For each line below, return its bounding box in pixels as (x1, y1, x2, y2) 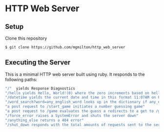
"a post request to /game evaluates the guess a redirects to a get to (5, 109, 154, 114)
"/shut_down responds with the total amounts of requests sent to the (5, 122, 152, 127)
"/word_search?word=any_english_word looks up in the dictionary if (5, 100, 147, 105)
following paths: (5, 76, 38, 82)
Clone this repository (5, 35, 47, 41)
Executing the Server (5, 58, 71, 66)
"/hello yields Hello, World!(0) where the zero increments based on (5, 90, 150, 95)
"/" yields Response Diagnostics (5, 86, 76, 91)
